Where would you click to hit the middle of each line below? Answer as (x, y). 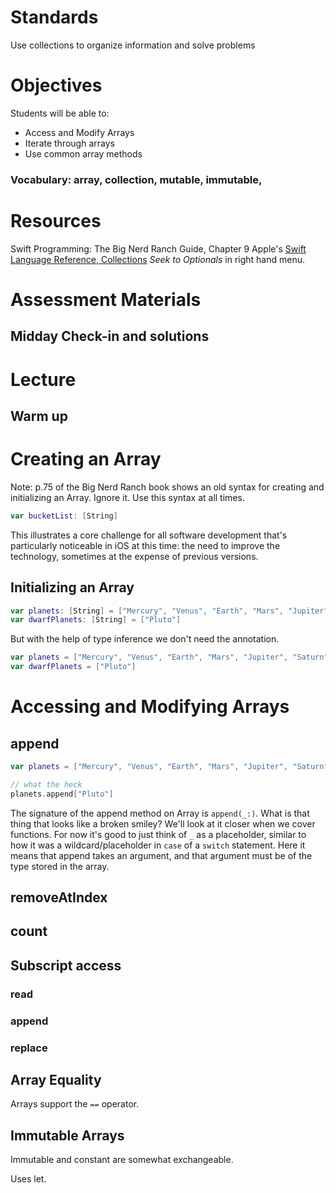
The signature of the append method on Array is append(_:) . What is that (160, 813)
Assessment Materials (106, 299)
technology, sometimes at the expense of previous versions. (134, 556)
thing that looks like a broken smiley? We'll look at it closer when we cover (163, 823)
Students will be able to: (60, 113)
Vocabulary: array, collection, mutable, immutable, (136, 179)
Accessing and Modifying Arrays (150, 707)
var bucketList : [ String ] (64, 516)
